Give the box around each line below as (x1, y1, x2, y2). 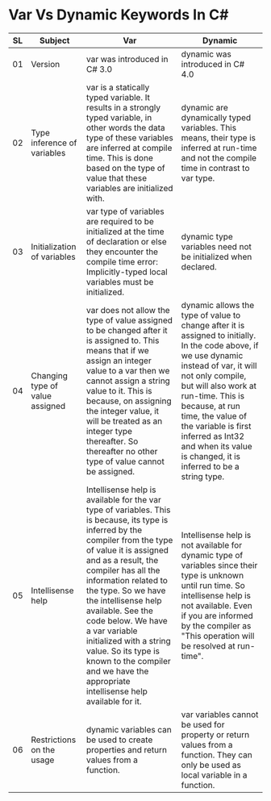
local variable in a (181, 769, 248, 780)
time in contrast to (181, 162, 250, 173)
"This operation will (181, 630, 255, 641)
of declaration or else (85, 236, 167, 247)
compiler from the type (85, 534, 173, 545)
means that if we (85, 344, 149, 356)
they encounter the (85, 246, 159, 257)
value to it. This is (85, 385, 152, 396)
